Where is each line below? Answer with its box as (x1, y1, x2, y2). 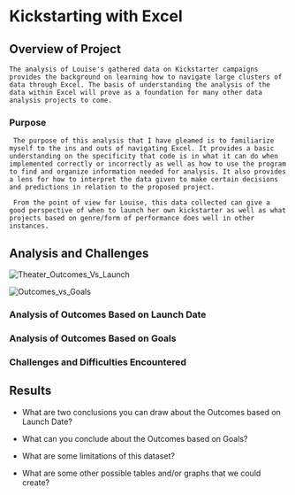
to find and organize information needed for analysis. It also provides (9, 167, 287, 176)
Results (9, 383, 52, 398)
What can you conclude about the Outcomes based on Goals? (21, 433, 248, 444)
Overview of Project (9, 42, 122, 57)
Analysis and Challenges (9, 245, 149, 260)
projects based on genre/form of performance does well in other (9, 214, 254, 223)
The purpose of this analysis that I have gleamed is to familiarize (12, 136, 275, 145)
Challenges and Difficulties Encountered (9, 356, 187, 368)
